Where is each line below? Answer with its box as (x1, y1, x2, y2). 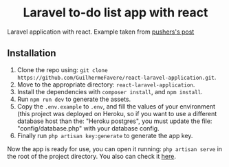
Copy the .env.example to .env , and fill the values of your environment (17, 102, 215, 111)
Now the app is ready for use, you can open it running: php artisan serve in (7, 144, 222, 153)
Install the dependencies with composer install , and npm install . (17, 87, 203, 96)
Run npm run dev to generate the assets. (17, 95, 131, 103)
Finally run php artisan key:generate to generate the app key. (17, 131, 193, 140)
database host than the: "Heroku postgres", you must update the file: (17, 117, 212, 125)
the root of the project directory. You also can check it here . (7, 152, 177, 160)
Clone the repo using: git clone (17, 65, 108, 74)
